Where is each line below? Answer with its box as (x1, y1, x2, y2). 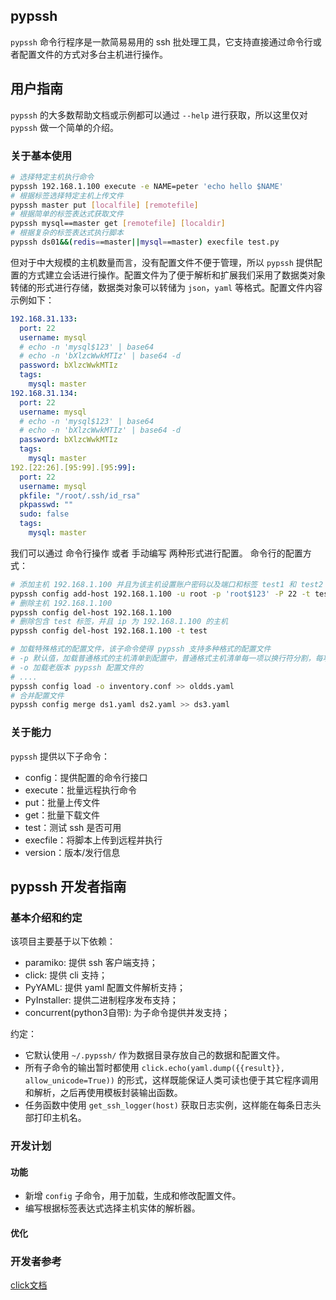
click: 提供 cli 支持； (24, 969, 108, 981)
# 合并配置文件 (10, 690, 65, 701)
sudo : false (19, 509, 70, 519)
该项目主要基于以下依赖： (10, 935, 116, 948)
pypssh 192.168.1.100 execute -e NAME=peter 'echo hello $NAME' (10, 181, 284, 191)
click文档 (10, 1279, 48, 1291)
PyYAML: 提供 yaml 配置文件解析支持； (24, 982, 186, 994)
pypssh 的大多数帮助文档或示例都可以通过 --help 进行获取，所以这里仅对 (10, 109, 308, 121)
